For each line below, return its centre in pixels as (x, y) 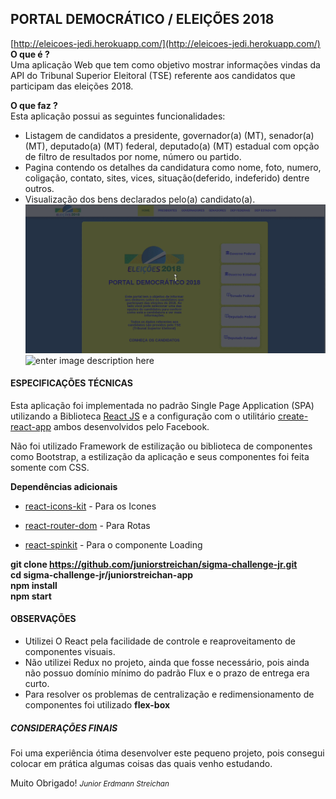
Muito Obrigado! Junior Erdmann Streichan (90, 783)
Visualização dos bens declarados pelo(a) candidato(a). (140, 199)
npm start (31, 596)
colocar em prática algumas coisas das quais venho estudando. (141, 763)
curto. (37, 683)
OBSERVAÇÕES (43, 619)
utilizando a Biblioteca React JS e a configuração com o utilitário (143, 416)
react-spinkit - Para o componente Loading (113, 544)
